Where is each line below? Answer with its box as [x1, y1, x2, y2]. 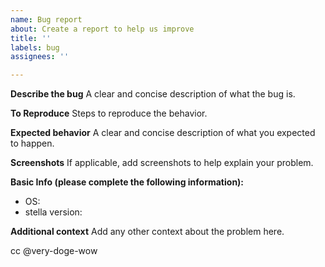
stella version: [24, 206, 83, 218]
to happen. [10, 137, 55, 150]
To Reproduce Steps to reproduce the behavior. [10, 107, 208, 120]
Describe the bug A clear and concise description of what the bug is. [10, 88, 296, 100]
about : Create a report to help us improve [10, 24, 195, 34]
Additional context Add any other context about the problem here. [10, 226, 285, 238]
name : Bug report [10, 14, 83, 25]
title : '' [10, 33, 52, 43]
